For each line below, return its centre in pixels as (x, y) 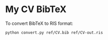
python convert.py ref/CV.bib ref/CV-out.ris (54, 32)
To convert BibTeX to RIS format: (39, 23)
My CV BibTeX (36, 9)
